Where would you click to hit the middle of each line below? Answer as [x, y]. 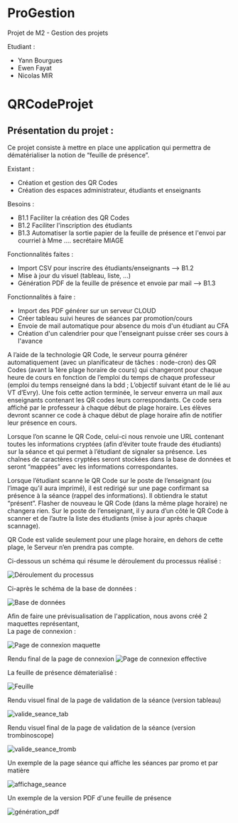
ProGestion [41, 13]
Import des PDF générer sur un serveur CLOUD [87, 310]
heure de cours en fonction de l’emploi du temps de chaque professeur [111, 377]
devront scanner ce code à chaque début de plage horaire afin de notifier [115, 415]
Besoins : [21, 203]
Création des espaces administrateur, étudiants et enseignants [109, 190]
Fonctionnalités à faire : [42, 297]
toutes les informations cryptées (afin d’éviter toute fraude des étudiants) [114, 444]
